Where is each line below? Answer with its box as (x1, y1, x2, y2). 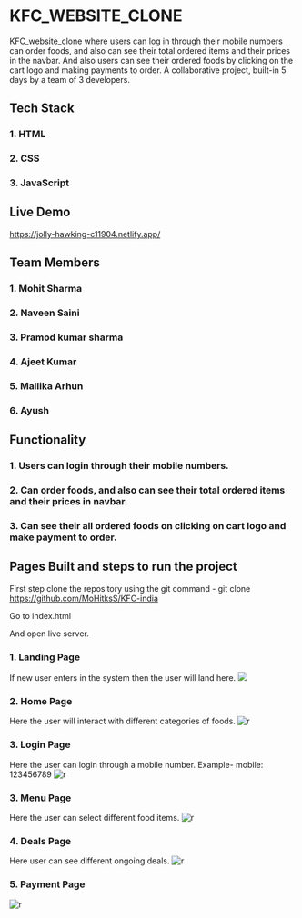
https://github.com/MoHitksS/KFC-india (9, 593, 159, 604)
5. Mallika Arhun (9, 379, 84, 392)
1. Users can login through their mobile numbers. (9, 460, 229, 473)
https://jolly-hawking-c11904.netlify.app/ (9, 228, 161, 239)
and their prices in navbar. (9, 495, 128, 508)
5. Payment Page (9, 878, 86, 891)
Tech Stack (9, 101, 75, 116)
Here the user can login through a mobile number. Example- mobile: (9, 759, 264, 770)
